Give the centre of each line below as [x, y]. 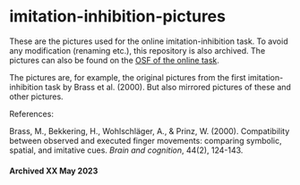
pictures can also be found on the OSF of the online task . [114, 60]
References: [31, 114]
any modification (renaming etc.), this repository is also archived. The [137, 50]
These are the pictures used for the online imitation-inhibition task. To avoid [149, 41]
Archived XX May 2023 [54, 171]
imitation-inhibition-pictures [118, 17]
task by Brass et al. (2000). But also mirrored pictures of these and [167, 87]
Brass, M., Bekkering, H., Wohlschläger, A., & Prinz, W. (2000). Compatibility [150, 130]
